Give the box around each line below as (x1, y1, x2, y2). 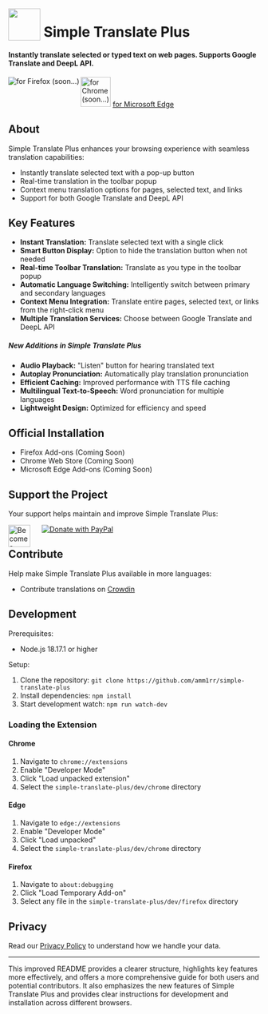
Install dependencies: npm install (19, 690, 132, 700)
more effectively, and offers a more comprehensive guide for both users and (8, 972, 259, 982)
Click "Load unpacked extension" (19, 773, 130, 783)
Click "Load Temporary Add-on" (19, 888, 126, 898)
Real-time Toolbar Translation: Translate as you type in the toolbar (19, 263, 242, 272)
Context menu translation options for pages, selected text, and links (19, 185, 243, 194)
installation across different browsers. (8, 997, 132, 1007)
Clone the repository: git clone (19, 675, 124, 685)
